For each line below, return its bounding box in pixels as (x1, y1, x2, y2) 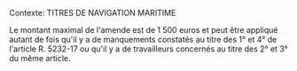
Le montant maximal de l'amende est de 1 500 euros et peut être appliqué (9, 25, 278, 35)
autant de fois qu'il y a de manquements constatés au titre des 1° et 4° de (9, 35, 277, 44)
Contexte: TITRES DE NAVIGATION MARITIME (9, 8, 176, 18)
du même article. (9, 53, 71, 63)
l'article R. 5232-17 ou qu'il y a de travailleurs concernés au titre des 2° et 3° (9, 43, 288, 54)
